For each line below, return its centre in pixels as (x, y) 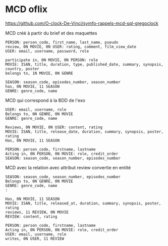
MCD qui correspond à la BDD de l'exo (45, 100)
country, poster (22, 69)
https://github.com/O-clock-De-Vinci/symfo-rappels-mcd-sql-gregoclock (82, 23)
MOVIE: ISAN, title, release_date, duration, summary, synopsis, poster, (85, 132)
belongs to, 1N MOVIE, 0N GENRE (39, 73)
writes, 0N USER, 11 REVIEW (35, 238)
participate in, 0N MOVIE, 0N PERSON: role (52, 60)
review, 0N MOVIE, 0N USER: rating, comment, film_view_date (71, 46)
